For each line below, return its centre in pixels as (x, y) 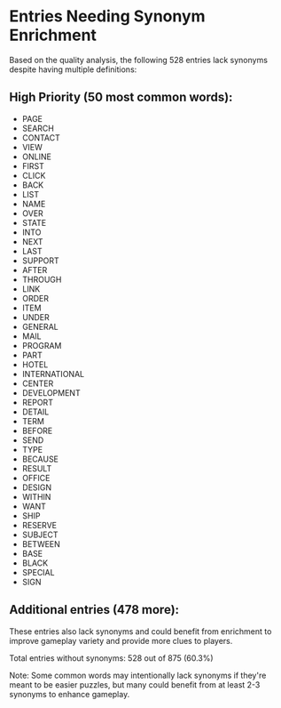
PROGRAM (42, 345)
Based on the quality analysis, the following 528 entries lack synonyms (139, 60)
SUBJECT (40, 535)
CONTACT (41, 137)
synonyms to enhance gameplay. (70, 694)
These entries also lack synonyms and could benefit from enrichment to (140, 631)
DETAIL (35, 412)
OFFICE (36, 478)
